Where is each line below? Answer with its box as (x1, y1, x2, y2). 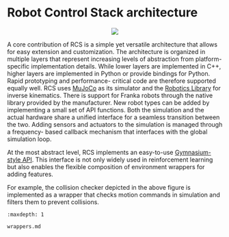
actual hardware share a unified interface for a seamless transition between (7, 113, 220, 121)
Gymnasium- (174, 148, 212, 156)
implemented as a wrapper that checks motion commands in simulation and (7, 190, 221, 199)
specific (7, 62, 30, 70)
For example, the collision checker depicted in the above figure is (7, 183, 191, 191)
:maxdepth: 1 (7, 211, 44, 218)
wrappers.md (7, 223, 41, 230)
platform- (195, 55, 222, 63)
